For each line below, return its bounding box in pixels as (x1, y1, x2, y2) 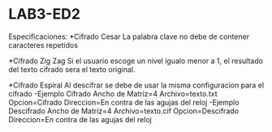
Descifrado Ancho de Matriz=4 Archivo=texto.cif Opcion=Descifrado (8, 106, 240, 116)
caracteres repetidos (8, 40, 79, 49)
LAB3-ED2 (8, 5, 81, 23)
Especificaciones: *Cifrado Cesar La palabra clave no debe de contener (8, 32, 250, 41)
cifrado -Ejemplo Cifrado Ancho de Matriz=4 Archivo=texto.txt (8, 88, 218, 98)
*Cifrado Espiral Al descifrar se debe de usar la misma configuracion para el (8, 80, 265, 90)
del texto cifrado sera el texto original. (8, 64, 136, 74)
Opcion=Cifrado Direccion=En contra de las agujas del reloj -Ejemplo (8, 97, 240, 107)
